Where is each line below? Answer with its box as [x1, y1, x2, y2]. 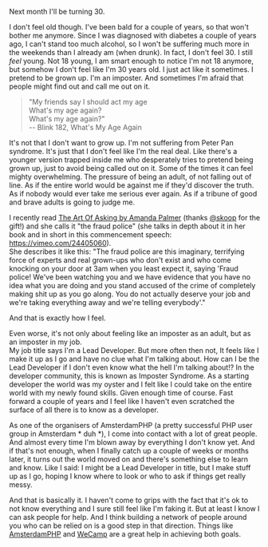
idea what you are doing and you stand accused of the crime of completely [9, 281, 256, 290]
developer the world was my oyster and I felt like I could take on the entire [9, 379, 252, 389]
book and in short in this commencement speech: [9, 230, 172, 239]
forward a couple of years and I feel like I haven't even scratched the [9, 397, 235, 406]
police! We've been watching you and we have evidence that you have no [9, 272, 250, 282]
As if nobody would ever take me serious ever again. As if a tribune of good [9, 189, 258, 198]
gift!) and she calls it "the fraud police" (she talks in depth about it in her [9, 221, 246, 231]
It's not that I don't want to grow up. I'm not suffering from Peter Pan [9, 138, 234, 147]
